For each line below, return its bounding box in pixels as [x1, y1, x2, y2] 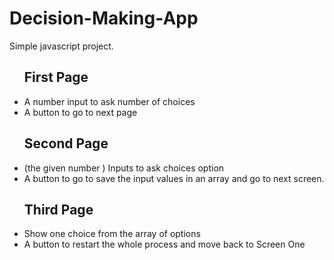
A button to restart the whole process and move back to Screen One [23, 238, 306, 251]
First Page [23, 69, 89, 86]
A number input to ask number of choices [23, 95, 196, 107]
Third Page [23, 201, 94, 218]
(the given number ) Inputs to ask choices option [23, 162, 225, 174]
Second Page [23, 135, 109, 152]
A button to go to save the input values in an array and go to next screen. [23, 172, 325, 184]
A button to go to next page [23, 106, 138, 118]
